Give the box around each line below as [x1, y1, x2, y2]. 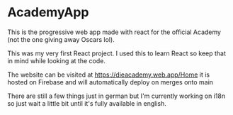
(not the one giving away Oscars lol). [7, 35, 115, 43]
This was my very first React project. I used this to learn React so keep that [7, 49, 227, 57]
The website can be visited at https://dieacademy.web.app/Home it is [7, 70, 210, 79]
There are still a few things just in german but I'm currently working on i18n [7, 92, 225, 100]
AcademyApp [7, 4, 89, 21]
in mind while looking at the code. [7, 56, 106, 65]
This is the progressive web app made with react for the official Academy [7, 28, 222, 36]
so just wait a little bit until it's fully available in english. [7, 99, 166, 107]
